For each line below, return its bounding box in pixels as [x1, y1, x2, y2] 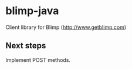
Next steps [5, 41, 46, 51]
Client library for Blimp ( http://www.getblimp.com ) [5, 24, 127, 31]
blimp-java [5, 4, 59, 18]
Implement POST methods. [5, 56, 71, 63]
